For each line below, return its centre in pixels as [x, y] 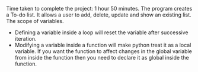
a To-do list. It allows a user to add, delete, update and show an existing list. [99, 15]
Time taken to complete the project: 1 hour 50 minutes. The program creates [99, 9]
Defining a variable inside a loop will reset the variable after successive [101, 32]
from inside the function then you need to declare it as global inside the [102, 58]
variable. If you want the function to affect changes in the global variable [103, 51]
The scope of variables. [35, 21]
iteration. [25, 39]
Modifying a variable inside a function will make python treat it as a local [103, 45]
